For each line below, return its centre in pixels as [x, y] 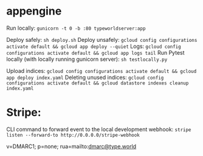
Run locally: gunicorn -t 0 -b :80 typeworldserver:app [76, 28]
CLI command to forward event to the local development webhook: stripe [99, 129]
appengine [34, 11]
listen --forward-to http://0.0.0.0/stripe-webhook [73, 135]
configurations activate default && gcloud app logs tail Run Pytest [95, 52]
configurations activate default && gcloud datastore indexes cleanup [98, 83]
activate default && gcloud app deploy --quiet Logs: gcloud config [94, 46]
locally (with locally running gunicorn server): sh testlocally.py [87, 59]
